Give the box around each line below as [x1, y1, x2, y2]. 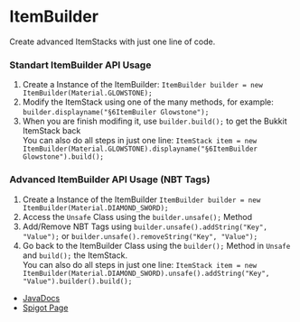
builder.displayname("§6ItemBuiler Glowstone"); [22, 108, 210, 117]
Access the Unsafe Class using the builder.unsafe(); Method [22, 211, 253, 222]
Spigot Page [22, 302, 69, 313]
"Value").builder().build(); [22, 277, 133, 286]
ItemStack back [22, 125, 81, 136]
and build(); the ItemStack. [22, 250, 128, 261]
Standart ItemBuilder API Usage [9, 59, 152, 71]
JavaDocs [22, 292, 61, 303]
